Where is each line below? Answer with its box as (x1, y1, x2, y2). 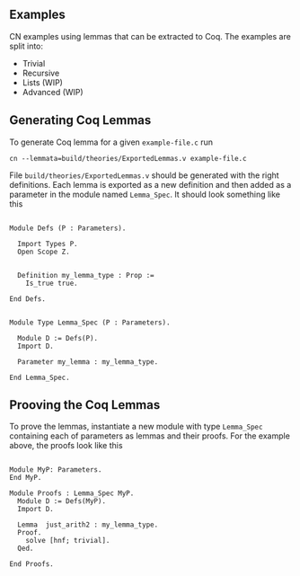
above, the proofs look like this (9, 440, 123, 451)
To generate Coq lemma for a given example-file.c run (9, 137, 214, 147)
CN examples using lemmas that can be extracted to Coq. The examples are (9, 31, 292, 41)
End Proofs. (9, 560, 54, 569)
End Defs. (9, 294, 47, 304)
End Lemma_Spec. (9, 373, 70, 382)
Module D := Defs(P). (17, 333, 99, 342)
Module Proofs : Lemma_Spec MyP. (9, 489, 135, 498)
